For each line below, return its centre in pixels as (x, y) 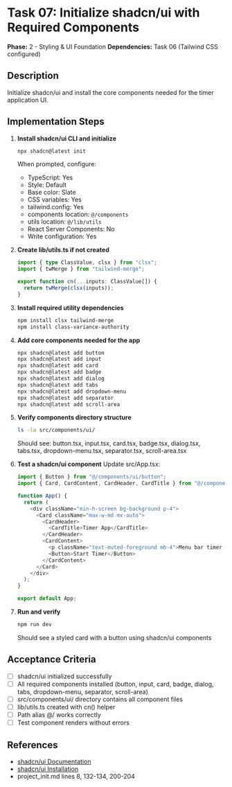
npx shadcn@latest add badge (59, 372)
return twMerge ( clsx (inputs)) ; (69, 288)
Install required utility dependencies (70, 308)
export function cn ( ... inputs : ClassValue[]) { (87, 282)
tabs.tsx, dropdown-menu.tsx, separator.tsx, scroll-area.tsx (102, 451)
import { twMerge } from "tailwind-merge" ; (81, 269)
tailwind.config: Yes (56, 207)
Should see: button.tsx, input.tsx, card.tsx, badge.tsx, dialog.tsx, (109, 443)
